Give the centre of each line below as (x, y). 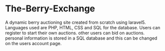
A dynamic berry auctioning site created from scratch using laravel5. (76, 22)
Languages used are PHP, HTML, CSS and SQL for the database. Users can (83, 27)
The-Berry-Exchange (50, 9)
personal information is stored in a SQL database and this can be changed (81, 38)
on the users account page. (33, 43)
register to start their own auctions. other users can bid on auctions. (75, 33)
